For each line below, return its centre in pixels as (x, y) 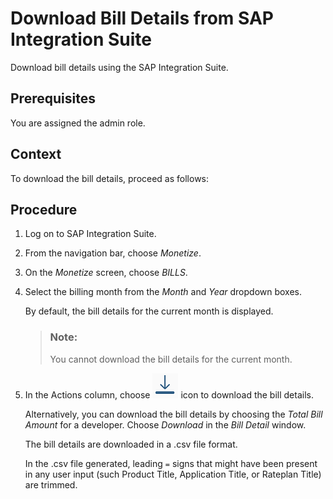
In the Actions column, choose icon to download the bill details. (169, 394)
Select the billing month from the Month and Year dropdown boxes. (163, 292)
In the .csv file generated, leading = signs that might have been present (171, 463)
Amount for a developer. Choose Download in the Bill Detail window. (165, 424)
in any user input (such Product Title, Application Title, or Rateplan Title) (173, 474)
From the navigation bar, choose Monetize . (113, 253)
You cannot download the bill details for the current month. (171, 359)
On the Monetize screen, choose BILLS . (106, 273)
